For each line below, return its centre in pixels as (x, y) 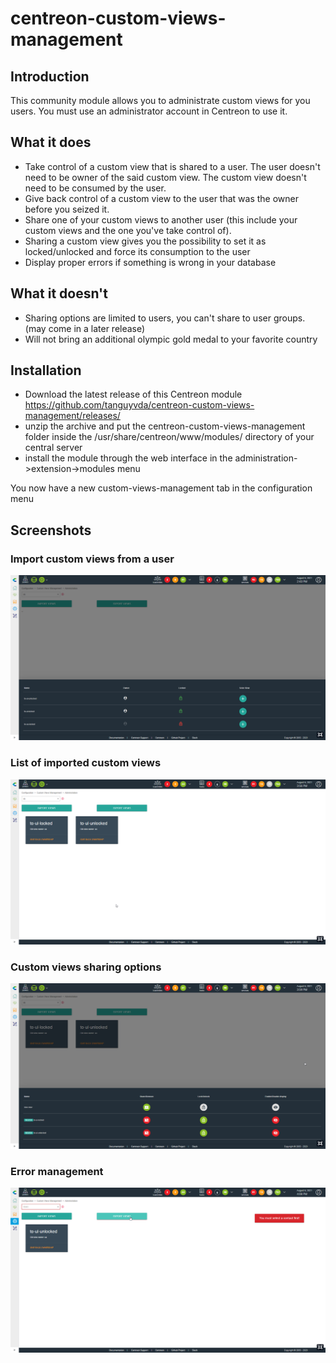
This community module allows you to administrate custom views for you (160, 100)
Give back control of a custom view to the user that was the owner (162, 198)
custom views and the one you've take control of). (128, 230)
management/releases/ (72, 416)
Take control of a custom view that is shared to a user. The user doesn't (172, 166)
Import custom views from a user (92, 559)
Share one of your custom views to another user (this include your (161, 219)
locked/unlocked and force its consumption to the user (137, 251)
